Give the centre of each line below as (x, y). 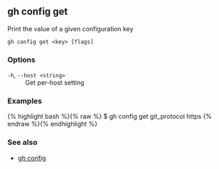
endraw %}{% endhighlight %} (53, 124)
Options (21, 60)
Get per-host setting (55, 83)
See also (22, 143)
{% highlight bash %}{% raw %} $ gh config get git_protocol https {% (109, 116)
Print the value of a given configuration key (70, 28)
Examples (25, 101)
